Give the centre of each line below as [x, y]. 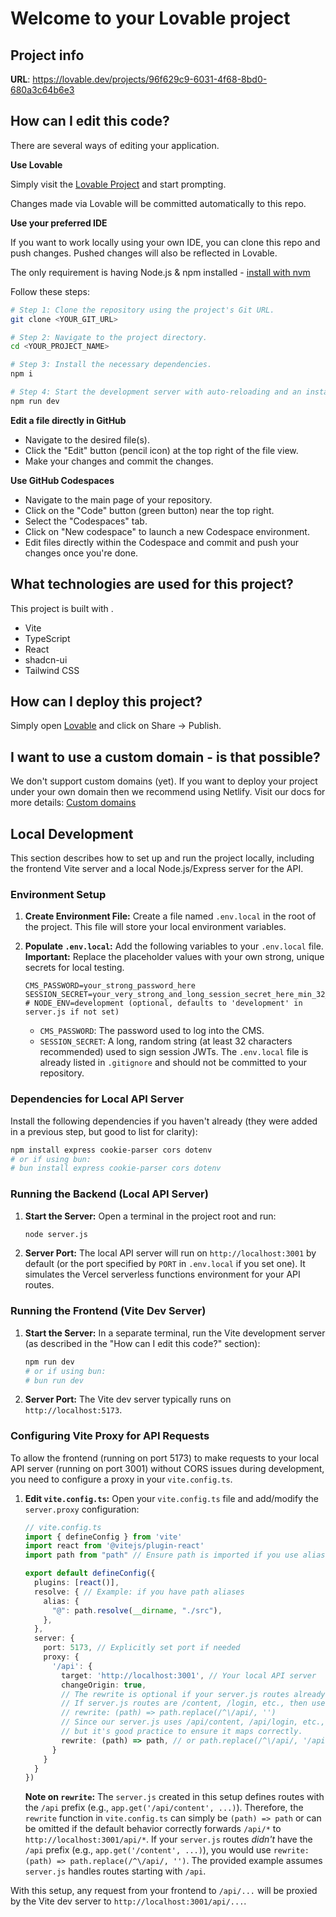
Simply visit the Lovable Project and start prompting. [118, 184]
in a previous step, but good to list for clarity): [104, 1131]
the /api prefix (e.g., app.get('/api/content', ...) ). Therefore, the [164, 1808]
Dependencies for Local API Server [97, 1099]
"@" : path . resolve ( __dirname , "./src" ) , [137, 1610]
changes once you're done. [81, 553]
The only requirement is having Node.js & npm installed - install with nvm [160, 272]
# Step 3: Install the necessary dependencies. [111, 365]
